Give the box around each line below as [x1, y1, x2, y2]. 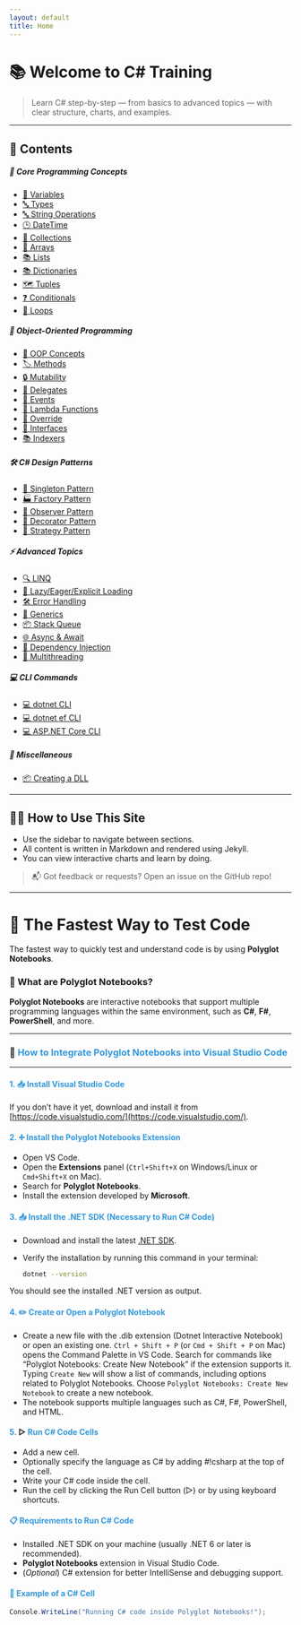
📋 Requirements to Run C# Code [9, 1516, 134, 1526]
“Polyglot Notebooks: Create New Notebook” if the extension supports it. [21, 1359, 292, 1370]
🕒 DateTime [21, 219, 69, 229]
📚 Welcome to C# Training [9, 62, 212, 82]
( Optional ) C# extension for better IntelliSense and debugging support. [21, 1568, 284, 1578]
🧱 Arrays [21, 241, 56, 252]
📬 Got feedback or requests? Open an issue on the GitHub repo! [30, 871, 271, 882]
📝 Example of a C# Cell [9, 1587, 96, 1598]
